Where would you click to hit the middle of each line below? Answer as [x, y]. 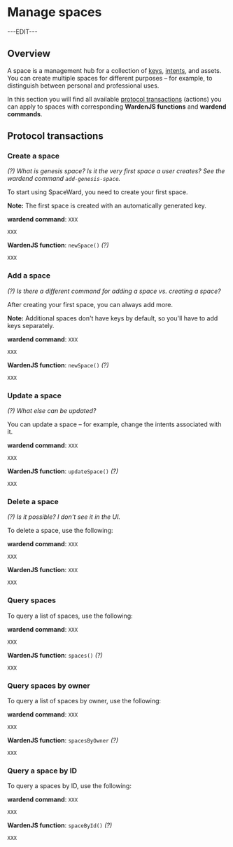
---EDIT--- [22, 32]
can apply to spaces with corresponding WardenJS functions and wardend [117, 107]
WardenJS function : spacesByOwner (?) [63, 740]
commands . [25, 114]
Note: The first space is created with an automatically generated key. [107, 206]
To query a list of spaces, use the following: [70, 616]
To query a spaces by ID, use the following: [69, 786]
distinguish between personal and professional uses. [83, 86]
